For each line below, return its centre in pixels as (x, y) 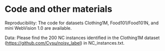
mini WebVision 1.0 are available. (38, 28)
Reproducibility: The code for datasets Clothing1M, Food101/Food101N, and (82, 23)
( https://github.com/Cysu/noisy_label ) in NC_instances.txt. (65, 43)
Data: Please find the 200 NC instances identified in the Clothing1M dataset (82, 38)
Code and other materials (58, 9)
